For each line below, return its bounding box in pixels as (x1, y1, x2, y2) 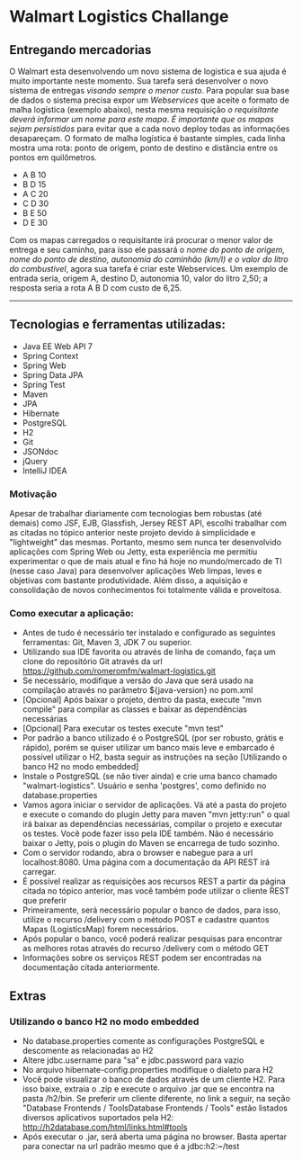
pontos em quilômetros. (9, 152, 97, 163)
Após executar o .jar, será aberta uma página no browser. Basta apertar (22, 1131, 288, 1142)
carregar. (22, 867, 57, 877)
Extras (9, 988, 47, 1003)
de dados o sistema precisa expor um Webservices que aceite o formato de (9, 94, 289, 105)
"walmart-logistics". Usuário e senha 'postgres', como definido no (22, 780, 267, 791)
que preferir (22, 895, 67, 906)
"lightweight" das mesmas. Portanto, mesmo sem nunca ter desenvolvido (9, 537, 281, 548)
